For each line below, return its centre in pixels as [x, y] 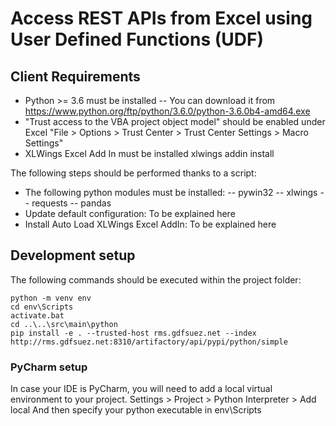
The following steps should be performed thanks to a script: [133, 173]
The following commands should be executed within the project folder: [156, 279]
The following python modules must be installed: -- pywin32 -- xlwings [171, 192]
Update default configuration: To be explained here [130, 213]
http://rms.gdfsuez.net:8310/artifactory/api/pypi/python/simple [149, 342]
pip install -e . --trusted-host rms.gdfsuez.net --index [133, 333]
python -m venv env [51, 298]
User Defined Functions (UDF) [137, 39]
